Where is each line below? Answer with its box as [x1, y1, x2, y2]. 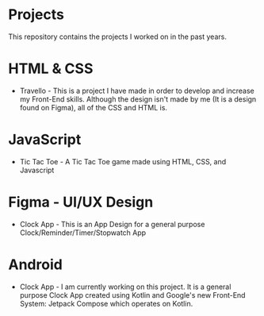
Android [8, 256, 63, 273]
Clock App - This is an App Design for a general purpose [19, 219, 205, 229]
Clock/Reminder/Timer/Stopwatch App [19, 228, 147, 237]
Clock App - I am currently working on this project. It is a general [19, 282, 231, 291]
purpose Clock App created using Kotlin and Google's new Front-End [19, 290, 246, 299]
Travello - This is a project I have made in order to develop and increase [19, 86, 255, 95]
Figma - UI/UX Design [8, 193, 154, 211]
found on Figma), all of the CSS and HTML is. [19, 102, 168, 112]
